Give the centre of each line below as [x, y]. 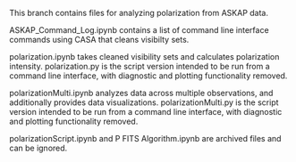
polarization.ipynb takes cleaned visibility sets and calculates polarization [144, 57]
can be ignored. [38, 148]
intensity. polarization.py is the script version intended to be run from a [140, 66]
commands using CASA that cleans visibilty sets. [99, 40]
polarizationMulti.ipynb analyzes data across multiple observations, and [141, 93]
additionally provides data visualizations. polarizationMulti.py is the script [144, 102]
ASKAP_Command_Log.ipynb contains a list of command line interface [140, 30]
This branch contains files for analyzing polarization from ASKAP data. [139, 13]
